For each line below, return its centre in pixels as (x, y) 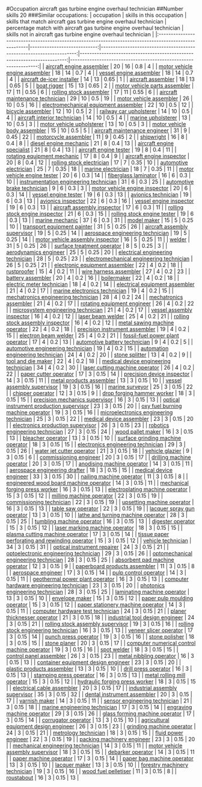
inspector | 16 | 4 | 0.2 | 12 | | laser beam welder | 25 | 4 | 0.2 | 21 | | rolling (98, 316)
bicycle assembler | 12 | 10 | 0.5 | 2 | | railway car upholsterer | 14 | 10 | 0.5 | (99, 111)
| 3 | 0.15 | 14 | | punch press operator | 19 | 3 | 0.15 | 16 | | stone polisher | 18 (100, 637)
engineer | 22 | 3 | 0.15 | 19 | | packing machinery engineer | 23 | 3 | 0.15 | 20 (101, 739)
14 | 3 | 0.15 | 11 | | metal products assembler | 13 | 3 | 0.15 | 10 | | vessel (94, 380)
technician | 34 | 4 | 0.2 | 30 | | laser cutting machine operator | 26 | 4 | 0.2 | (100, 368)
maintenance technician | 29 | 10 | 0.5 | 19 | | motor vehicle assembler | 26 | (99, 98)
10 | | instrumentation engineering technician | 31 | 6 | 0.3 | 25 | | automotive (100, 182)
